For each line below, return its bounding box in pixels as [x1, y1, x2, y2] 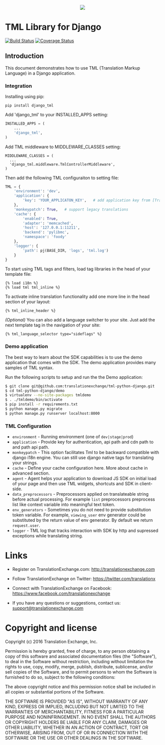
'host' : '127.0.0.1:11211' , [23, 225, 80, 230]
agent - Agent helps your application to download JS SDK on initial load [12, 476, 157, 481]
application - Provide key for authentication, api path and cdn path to [12, 439, 154, 445]
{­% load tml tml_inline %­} [5, 285, 60, 290]
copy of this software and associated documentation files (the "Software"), [5, 653, 157, 660]
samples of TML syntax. [5, 365, 54, 371]
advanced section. [12, 470, 50, 476]
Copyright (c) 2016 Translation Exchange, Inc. [5, 639, 98, 645]
